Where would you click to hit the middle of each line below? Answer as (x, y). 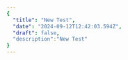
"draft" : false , (36, 33)
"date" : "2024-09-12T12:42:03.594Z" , (67, 26)
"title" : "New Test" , (44, 20)
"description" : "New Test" (50, 39)
